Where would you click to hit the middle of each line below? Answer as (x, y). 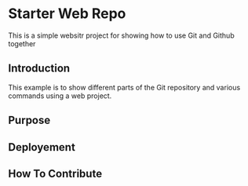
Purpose (29, 120)
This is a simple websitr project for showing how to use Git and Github (121, 35)
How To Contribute (55, 173)
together (22, 43)
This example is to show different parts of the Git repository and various (124, 87)
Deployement (42, 147)
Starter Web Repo (67, 14)
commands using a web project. (60, 96)
